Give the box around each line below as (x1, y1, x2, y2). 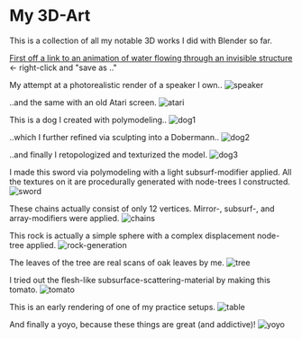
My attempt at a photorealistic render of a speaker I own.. (9, 79, 223, 90)
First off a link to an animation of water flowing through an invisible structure (9, 52, 293, 63)
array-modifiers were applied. (9, 212, 120, 223)
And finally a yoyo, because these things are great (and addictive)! (9, 318, 256, 329)
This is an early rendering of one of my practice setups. (9, 301, 216, 312)
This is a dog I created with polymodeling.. (9, 114, 168, 125)
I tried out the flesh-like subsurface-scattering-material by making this (9, 274, 270, 285)
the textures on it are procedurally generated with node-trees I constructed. (9, 176, 291, 187)
